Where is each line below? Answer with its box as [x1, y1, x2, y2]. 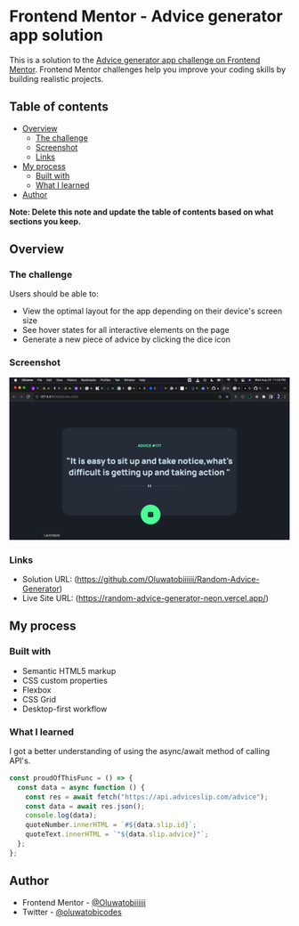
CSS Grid [21, 694, 56, 704]
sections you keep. [9, 215, 82, 226]
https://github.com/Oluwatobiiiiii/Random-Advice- [77, 573, 260, 584]
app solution [9, 25, 104, 45]
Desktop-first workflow [21, 703, 108, 714]
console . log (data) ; [25, 811, 98, 820]
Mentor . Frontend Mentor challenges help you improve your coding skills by [9, 64, 287, 75]
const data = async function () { [17, 783, 145, 792]
